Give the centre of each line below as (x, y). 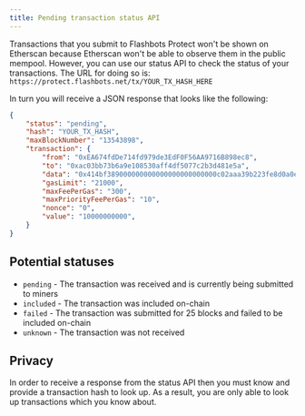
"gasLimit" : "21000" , (83, 183)
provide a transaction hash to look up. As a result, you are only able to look (149, 392)
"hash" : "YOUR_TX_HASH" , (73, 132)
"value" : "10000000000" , (89, 217)
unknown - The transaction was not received (103, 332)
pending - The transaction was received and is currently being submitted (158, 284)
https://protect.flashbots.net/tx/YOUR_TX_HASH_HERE (111, 81)
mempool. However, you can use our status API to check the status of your (149, 63)
